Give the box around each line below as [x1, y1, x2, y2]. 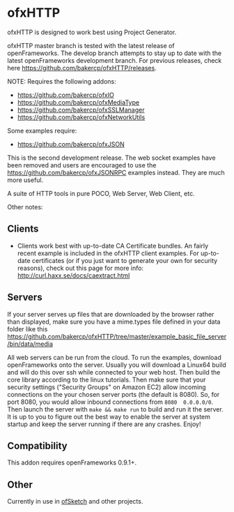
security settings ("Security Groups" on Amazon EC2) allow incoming [7, 382, 207, 391]
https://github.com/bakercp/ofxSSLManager [17, 105, 145, 114]
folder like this [7, 324, 48, 333]
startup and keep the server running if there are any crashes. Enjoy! [7, 420, 201, 428]
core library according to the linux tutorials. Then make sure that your [7, 375, 206, 384]
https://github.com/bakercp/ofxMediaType [17, 98, 140, 106]
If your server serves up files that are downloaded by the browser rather [7, 310, 214, 318]
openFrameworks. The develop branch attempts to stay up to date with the [7, 49, 221, 57]
